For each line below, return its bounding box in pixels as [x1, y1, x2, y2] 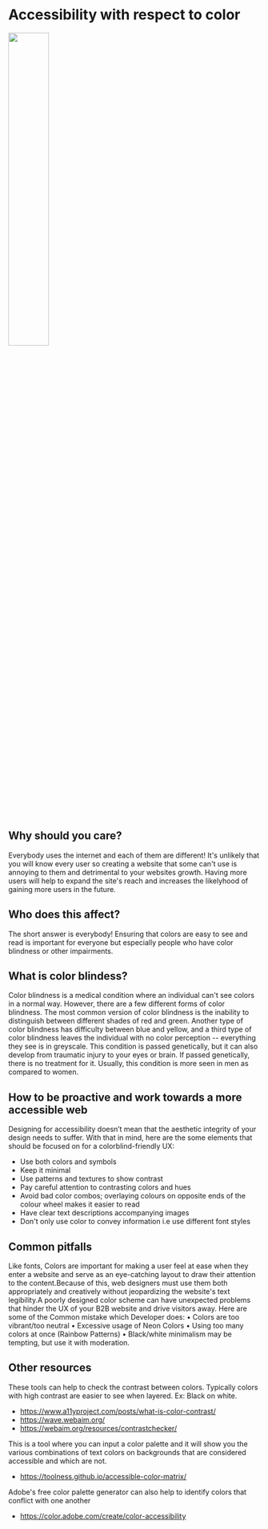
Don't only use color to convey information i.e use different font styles [19, 1217, 250, 1227]
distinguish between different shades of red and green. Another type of [8, 1016, 244, 1026]
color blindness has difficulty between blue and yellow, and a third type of [8, 1024, 252, 1034]
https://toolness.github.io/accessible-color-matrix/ [19, 1471, 187, 1481]
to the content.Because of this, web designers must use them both [8, 1278, 228, 1288]
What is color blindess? [8, 969, 128, 983]
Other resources [8, 1361, 92, 1375]
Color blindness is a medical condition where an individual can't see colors [8, 991, 254, 1000]
